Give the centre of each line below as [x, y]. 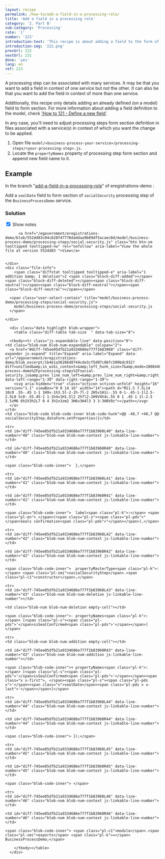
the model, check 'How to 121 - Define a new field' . [56, 113]
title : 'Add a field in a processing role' [50, 19]
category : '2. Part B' [28, 23]
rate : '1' [15, 32]
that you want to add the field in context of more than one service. [72, 93]
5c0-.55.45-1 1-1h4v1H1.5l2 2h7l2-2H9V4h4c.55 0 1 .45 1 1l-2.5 [85, 397]
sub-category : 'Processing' [34, 28]
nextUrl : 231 [18, 55]
